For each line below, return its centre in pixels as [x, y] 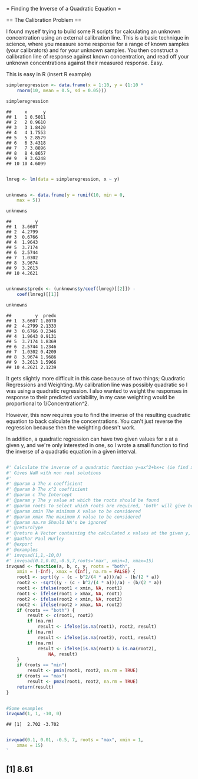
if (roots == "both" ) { [46, 610]
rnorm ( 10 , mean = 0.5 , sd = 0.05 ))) [62, 90]
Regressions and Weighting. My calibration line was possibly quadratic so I [97, 384]
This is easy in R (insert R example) [49, 74]
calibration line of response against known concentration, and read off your [98, 56]
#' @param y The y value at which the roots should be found [83, 500]
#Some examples [25, 708]
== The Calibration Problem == [44, 20]
